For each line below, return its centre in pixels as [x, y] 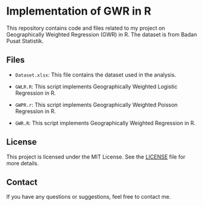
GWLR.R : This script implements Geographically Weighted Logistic [96, 86]
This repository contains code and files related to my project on [86, 28]
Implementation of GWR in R [79, 11]
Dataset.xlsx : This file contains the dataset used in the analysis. [95, 75]
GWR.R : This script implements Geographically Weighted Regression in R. [105, 123]
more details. [23, 163]
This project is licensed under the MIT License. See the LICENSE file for [96, 157]
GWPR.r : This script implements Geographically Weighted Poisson [96, 105]
